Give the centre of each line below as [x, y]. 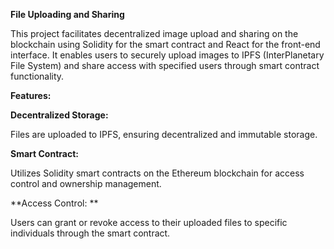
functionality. [37, 76]
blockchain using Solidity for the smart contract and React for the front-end [165, 44]
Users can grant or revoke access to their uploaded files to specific [149, 222]
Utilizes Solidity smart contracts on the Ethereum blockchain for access [157, 173]
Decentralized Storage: [59, 115]
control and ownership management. [86, 183]
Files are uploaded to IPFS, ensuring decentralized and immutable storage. [164, 134]
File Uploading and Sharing [67, 14]
